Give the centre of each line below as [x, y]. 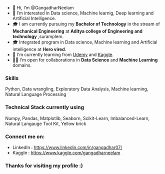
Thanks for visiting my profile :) [44, 165]
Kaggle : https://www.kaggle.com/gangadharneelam [66, 152]
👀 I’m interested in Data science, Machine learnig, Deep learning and [83, 13]
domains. [22, 65]
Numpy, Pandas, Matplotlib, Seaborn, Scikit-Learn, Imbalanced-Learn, [77, 118]
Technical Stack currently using [45, 107]
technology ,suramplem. [38, 36]
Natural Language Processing [36, 94]
